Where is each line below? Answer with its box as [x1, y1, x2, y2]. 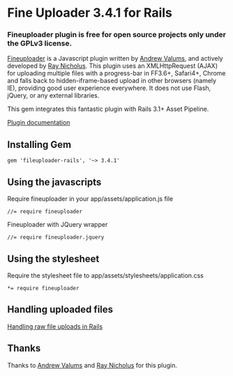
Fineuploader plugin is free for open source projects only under [7, 30, 227, 40]
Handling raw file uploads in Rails [7, 322, 103, 331]
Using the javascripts [7, 176, 102, 188]
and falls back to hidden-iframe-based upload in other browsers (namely [7, 77, 217, 85]
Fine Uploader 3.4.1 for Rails [7, 5, 173, 21]
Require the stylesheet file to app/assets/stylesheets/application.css [7, 271, 204, 280]
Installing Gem [7, 138, 72, 151]
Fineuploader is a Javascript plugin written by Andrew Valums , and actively [7, 54, 223, 63]
